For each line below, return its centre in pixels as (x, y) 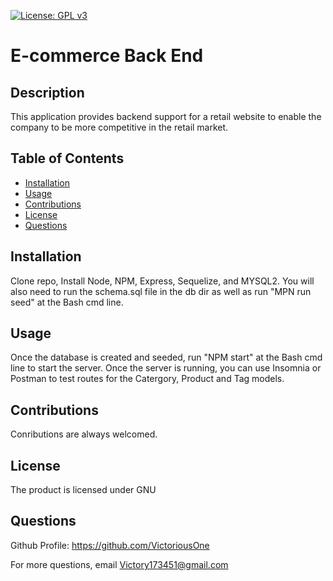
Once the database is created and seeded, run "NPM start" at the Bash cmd (166, 357)
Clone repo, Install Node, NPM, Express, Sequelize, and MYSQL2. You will (162, 281)
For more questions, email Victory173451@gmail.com (119, 564)
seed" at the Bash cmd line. (67, 302)
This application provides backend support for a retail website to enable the (166, 116)
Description (47, 92)
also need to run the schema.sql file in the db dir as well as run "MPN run (161, 291)
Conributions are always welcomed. (84, 434)
